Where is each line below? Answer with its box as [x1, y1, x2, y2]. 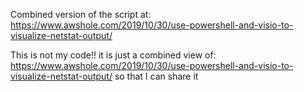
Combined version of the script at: [10, 9, 152, 20]
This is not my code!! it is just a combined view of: [10, 49, 217, 61]
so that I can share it [114, 70, 199, 82]
